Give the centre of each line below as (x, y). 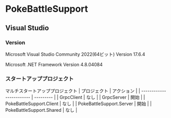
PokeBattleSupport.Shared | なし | (41, 110)
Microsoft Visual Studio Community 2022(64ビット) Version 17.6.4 (75, 54)
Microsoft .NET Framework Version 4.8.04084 (54, 64)
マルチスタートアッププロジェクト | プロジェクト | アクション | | (73, 91)
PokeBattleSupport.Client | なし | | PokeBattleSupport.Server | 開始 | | (79, 104)
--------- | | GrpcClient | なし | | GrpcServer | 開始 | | (90, 97)
